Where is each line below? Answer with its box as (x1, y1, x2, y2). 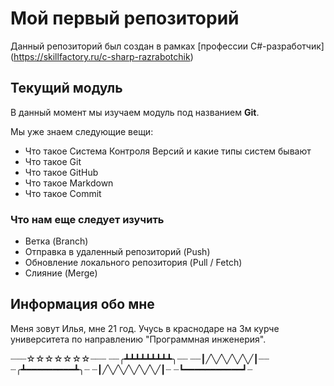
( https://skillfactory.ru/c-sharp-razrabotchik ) (10, 50, 194, 62)
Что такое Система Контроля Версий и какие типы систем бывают (24, 145, 312, 157)
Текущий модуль (10, 80, 123, 97)
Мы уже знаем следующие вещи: (10, 125, 154, 137)
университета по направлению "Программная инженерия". (10, 333, 267, 345)
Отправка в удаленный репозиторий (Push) (24, 246, 211, 258)
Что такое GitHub (24, 166, 99, 178)
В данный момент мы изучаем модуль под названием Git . (10, 106, 260, 118)
